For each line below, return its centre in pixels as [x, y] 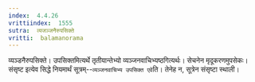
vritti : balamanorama [46, 38]
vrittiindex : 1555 [41, 23]
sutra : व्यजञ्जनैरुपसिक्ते [41, 30]
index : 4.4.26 [33, 16]
